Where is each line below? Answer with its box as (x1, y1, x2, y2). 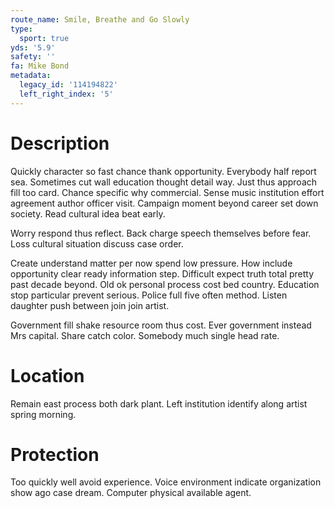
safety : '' (10, 52, 56, 62)
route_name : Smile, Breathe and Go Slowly (10, 14, 190, 25)
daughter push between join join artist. (10, 299, 170, 311)
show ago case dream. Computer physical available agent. (10, 487, 252, 499)
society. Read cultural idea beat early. (10, 207, 166, 220)
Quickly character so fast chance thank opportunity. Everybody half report (10, 165, 317, 177)
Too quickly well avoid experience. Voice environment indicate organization (10, 476, 322, 488)
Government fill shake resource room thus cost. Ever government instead (10, 319, 312, 331)
